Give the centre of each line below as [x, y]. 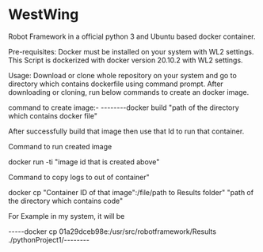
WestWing [44, 15]
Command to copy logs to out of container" [79, 177]
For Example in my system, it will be [67, 216]
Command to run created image [60, 146]
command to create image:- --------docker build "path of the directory [124, 107]
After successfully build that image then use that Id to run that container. [126, 131]
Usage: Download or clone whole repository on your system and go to [123, 75]
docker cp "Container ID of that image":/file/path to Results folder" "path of [131, 192]
